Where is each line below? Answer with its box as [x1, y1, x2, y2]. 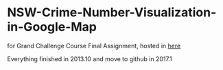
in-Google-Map [7, 19, 97, 35]
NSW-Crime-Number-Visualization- [7, 5, 217, 20]
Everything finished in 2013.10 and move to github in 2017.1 [7, 54, 173, 63]
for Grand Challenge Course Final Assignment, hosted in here [7, 41, 181, 50]
